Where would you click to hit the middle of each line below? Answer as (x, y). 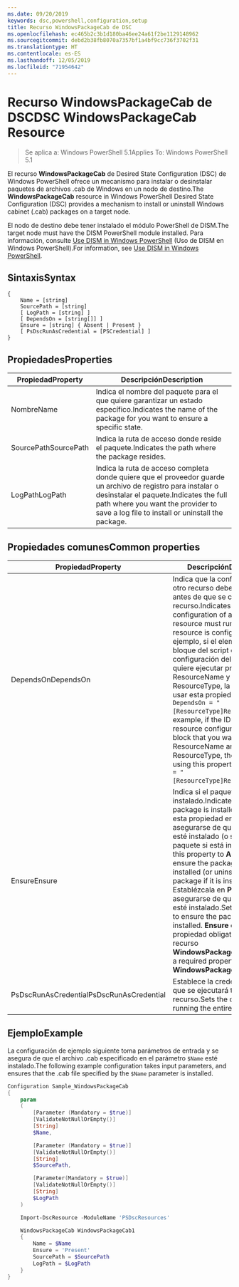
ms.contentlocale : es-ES (44, 54)
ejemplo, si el (195, 641)
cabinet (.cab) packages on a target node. (69, 212)
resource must (197, 624)
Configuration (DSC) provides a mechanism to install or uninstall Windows (116, 204)
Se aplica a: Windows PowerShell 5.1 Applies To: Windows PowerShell (126, 152)
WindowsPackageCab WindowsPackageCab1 (78, 1230)
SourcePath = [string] (54, 307)
